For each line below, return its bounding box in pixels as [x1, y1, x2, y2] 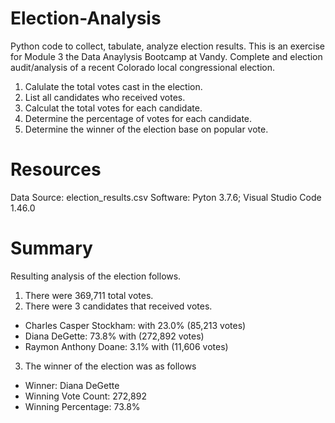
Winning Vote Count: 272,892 [24, 390, 147, 402]
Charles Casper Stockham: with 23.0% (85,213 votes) [24, 319, 247, 331]
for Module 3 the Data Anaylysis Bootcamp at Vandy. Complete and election [10, 50, 323, 62]
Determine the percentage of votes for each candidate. [24, 112, 253, 124]
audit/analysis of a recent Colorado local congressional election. [10, 61, 276, 73]
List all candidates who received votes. [24, 91, 186, 103]
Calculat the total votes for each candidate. [24, 102, 203, 114]
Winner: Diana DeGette [24, 379, 120, 391]
